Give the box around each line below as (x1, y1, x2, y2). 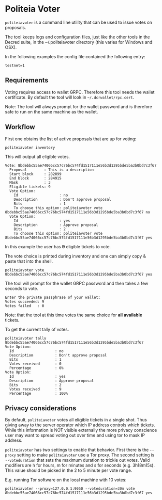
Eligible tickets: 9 (9, 184, 51, 189)
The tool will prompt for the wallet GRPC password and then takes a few (5, 280, 148, 286)
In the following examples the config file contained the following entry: (5, 53, 146, 59)
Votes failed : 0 (5, 303, 44, 308)
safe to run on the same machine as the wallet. (5, 109, 98, 114)
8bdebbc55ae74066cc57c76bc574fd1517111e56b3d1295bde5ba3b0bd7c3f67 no (5, 210, 150, 214)
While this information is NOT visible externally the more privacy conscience (5, 427, 157, 433)
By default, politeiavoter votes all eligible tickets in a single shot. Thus (5, 417, 147, 423)
